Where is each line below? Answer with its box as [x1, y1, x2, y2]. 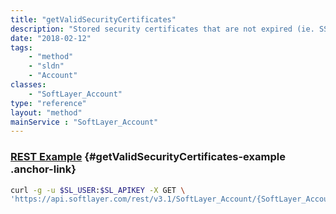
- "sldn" [28, 61, 65, 71]
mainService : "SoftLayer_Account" [10, 117, 159, 127]
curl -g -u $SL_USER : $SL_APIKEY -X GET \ [10, 185, 186, 195]
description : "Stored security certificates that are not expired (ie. [10, 24, 315, 34]
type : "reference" [10, 98, 87, 108]
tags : [10, 42, 33, 53]
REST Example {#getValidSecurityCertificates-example [10, 150, 286, 164]
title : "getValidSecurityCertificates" [10, 14, 177, 25]
